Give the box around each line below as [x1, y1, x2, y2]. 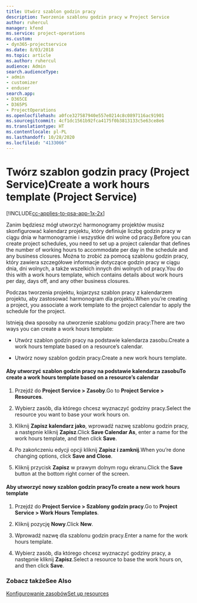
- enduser [6, 85, 31, 91]
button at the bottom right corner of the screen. [14, 470, 130, 477]
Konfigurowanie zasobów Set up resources [6, 590, 109, 597]
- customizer [6, 80, 38, 86]
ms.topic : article [6, 52, 51, 58]
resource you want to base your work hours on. [14, 411, 130, 418]
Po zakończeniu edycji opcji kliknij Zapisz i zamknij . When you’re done [14, 446, 185, 453]
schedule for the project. [6, 307, 66, 315]
